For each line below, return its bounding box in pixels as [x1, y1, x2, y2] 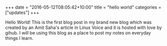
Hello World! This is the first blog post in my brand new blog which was [5, 19, 152, 25]
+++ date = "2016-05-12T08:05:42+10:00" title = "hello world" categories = [5, 4, 161, 10]
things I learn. [5, 35, 33, 41]
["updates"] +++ [5, 9, 39, 15]
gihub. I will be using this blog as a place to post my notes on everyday [5, 30, 151, 35]
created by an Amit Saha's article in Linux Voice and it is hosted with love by [5, 24, 162, 30]
